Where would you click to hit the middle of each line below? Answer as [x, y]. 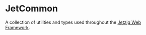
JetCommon [31, 9]
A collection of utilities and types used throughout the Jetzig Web [73, 22]
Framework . [18, 27]
